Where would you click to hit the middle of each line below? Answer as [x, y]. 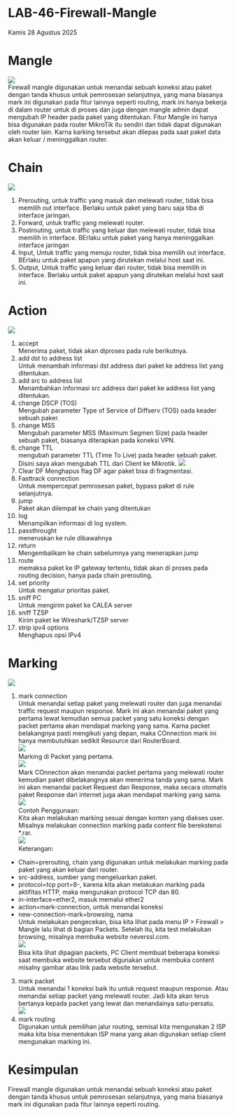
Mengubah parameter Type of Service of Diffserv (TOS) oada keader [117, 410]
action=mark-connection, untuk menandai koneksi [91, 907]
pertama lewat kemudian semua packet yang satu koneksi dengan [113, 718]
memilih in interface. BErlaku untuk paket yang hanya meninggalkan [116, 237]
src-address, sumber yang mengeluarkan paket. [87, 877]
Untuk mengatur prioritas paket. [64, 590]
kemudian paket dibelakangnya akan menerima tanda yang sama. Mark [121, 780]
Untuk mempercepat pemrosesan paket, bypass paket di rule [106, 486]
